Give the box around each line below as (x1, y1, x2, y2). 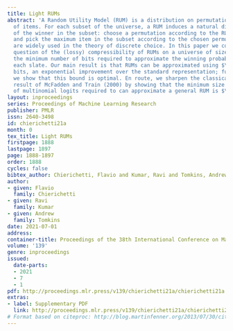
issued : (7, 255, 30, 262)
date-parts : (13, 262, 49, 269)
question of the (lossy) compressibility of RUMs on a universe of (13, 49, 213, 56)
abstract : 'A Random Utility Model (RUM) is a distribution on (7, 17, 194, 24)
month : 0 (7, 126, 33, 133)
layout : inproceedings (7, 94, 73, 101)
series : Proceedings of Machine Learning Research (7, 101, 157, 108)
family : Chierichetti (13, 191, 76, 198)
